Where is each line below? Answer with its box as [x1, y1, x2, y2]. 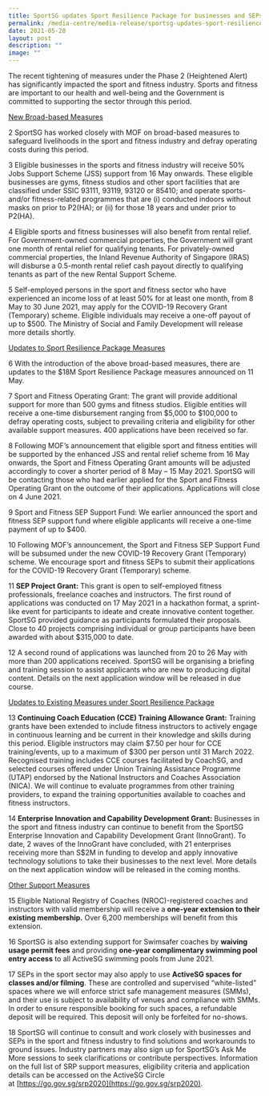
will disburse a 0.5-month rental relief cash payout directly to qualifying [8, 261, 244, 270]
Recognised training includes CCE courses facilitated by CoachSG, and [8, 755, 243, 765]
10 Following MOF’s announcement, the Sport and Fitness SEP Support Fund [8, 540, 260, 549]
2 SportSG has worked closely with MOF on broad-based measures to [8, 127, 240, 137]
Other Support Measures [8, 880, 90, 890]
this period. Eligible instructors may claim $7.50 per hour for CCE [8, 738, 222, 748]
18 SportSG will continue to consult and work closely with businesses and [8, 1028, 251, 1037]
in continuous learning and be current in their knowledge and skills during [8, 730, 251, 739]
